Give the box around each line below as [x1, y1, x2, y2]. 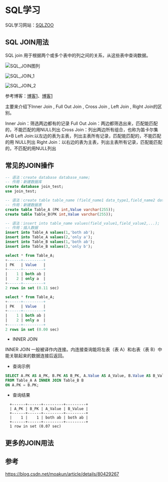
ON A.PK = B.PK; [5, 383, 39, 388]
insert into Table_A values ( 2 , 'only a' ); [5, 235, 93, 240]
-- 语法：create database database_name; [5, 175, 90, 180]
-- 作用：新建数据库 [5, 179, 42, 185]
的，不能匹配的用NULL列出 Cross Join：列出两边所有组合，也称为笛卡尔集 [5, 126, 158, 132]
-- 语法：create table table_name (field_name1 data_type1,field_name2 [5, 198, 155, 203]
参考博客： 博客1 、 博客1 [5, 93, 53, 99]
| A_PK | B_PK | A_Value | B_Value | [9, 407, 88, 412]
